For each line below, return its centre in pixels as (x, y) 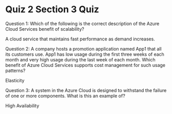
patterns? (15, 71)
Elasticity (15, 80)
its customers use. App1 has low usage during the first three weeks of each (85, 54)
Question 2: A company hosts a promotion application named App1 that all (83, 49)
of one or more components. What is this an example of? (65, 96)
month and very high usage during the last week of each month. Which (80, 59)
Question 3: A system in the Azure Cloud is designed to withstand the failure (86, 90)
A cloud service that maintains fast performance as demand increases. (80, 39)
